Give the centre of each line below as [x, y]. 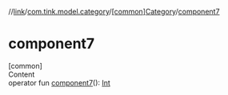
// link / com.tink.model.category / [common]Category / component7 [114, 12]
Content [22, 74]
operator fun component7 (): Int [59, 82]
